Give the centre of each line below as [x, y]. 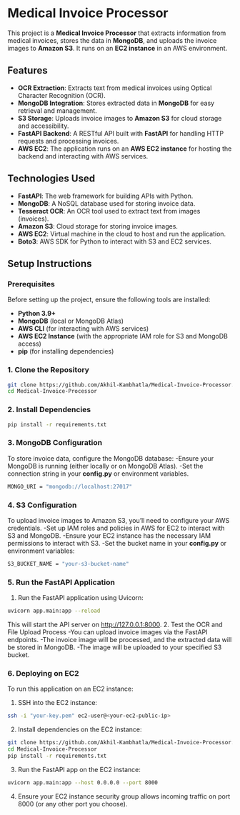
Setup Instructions [50, 263]
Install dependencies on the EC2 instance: [80, 729]
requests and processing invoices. [68, 141]
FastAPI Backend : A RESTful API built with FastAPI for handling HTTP [120, 133]
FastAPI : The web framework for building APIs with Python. [105, 196]
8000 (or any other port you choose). [72, 804]
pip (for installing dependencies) [66, 351]
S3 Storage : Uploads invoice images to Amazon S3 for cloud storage [120, 118]
